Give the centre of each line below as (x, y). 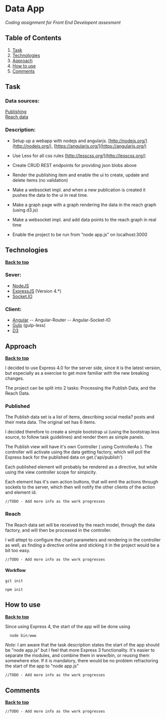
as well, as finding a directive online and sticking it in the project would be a (82, 545)
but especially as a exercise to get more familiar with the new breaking (77, 373)
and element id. (21, 492)
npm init (14, 589)
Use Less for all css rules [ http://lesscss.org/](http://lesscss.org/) (79, 156)
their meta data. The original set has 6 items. (51, 422)
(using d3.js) (25, 210)
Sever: (13, 275)
